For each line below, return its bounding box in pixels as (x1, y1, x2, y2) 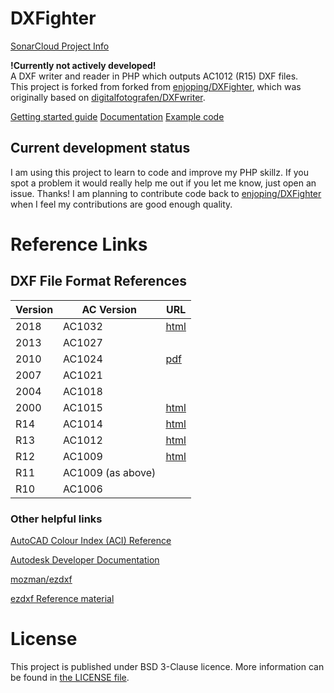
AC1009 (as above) (63, 465, 157, 479)
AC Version (81, 302, 137, 316)
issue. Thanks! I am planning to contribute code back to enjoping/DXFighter (10, 187, 322, 199)
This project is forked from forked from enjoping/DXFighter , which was (10, 80, 302, 92)
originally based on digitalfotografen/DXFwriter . (10, 91, 206, 103)
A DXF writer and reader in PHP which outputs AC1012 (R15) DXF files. (10, 70, 299, 82)
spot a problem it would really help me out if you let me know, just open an (10, 177, 317, 189)
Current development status (10, 140, 191, 157)
